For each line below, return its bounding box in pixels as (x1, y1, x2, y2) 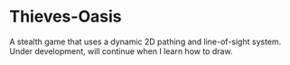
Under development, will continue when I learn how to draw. (9, 45, 233, 56)
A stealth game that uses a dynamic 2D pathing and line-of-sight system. (9, 36, 282, 47)
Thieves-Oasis (9, 6, 122, 27)
